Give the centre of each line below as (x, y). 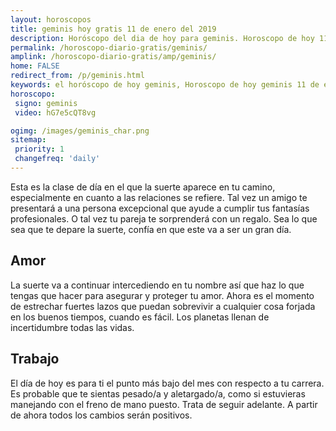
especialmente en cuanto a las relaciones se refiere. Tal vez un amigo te (159, 197)
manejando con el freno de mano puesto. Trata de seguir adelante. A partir (164, 404)
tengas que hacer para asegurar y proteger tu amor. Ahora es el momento (162, 295)
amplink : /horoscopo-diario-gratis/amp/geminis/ (113, 57)
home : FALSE (35, 66)
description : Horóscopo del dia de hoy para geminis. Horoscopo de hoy (162, 38)
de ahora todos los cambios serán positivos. (101, 415)
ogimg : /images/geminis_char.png (80, 131)
